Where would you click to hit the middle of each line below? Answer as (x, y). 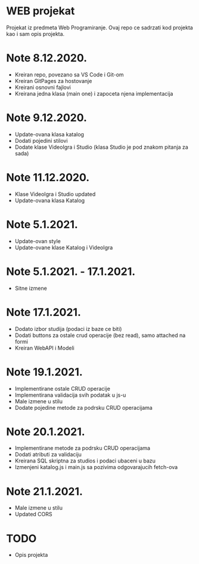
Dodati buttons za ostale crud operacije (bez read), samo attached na (100, 335)
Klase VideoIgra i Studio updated (55, 194)
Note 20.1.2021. (46, 432)
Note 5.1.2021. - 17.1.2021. (71, 272)
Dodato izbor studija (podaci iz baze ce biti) (68, 329)
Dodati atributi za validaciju (48, 455)
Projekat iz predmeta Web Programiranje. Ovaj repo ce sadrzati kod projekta (100, 27)
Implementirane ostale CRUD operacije (62, 388)
